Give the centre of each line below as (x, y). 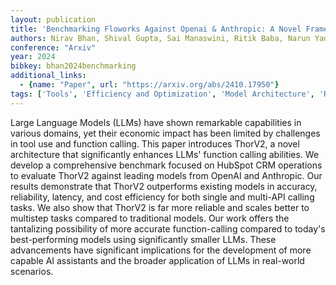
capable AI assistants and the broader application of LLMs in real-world (157, 260)
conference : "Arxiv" (53, 47)
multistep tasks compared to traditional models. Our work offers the (150, 218)
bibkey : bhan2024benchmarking (73, 66)
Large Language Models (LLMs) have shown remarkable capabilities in (156, 122)
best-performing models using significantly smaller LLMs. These (143, 239)
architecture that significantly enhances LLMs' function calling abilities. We (165, 154)
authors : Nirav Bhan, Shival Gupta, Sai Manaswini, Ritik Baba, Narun (160, 38)
